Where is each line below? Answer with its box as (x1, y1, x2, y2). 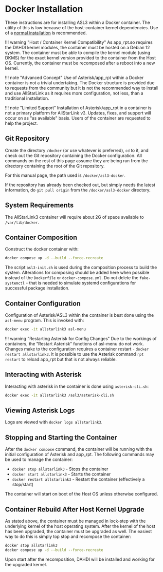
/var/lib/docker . (5, 219, 39, 225)
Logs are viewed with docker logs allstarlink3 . (5, 419, 103, 425)
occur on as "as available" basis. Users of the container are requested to (5, 115, 151, 121)
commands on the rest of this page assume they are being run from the (5, 157, 148, 164)
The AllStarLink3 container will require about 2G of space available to (5, 214, 145, 220)
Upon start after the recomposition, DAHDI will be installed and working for (5, 556, 155, 562)
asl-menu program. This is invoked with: (5, 318, 84, 324)
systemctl (5, 281, 25, 286)
